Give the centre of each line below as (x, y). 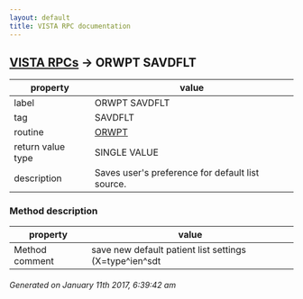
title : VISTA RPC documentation (70, 26)
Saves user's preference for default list (177, 173)
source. (110, 184)
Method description (54, 211)
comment (34, 260)
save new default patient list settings (169, 249)
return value (40, 147)
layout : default (40, 18)
